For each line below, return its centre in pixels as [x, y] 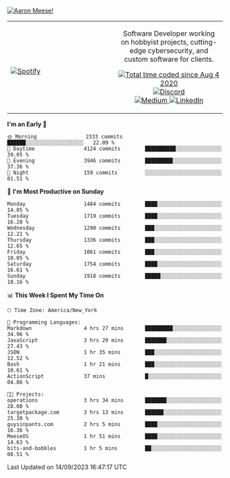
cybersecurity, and [178, 50]
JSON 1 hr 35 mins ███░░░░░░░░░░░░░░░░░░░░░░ [115, 352]
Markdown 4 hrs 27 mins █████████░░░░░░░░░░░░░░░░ [115, 328]
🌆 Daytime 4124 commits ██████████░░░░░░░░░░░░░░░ [115, 149]
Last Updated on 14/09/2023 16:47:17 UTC [67, 467]
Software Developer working [169, 33]
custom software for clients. [169, 59]
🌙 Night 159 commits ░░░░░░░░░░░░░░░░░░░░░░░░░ [115, 173]
